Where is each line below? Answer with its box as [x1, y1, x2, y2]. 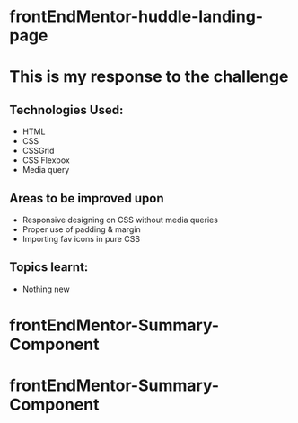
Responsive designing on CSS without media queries [22, 214, 218, 225]
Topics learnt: [9, 259, 89, 275]
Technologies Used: [9, 102, 124, 118]
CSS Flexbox [22, 155, 70, 166]
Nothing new [22, 283, 70, 294]
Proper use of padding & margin [22, 224, 141, 235]
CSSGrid [22, 146, 55, 157]
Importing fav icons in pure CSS [22, 234, 141, 244]
